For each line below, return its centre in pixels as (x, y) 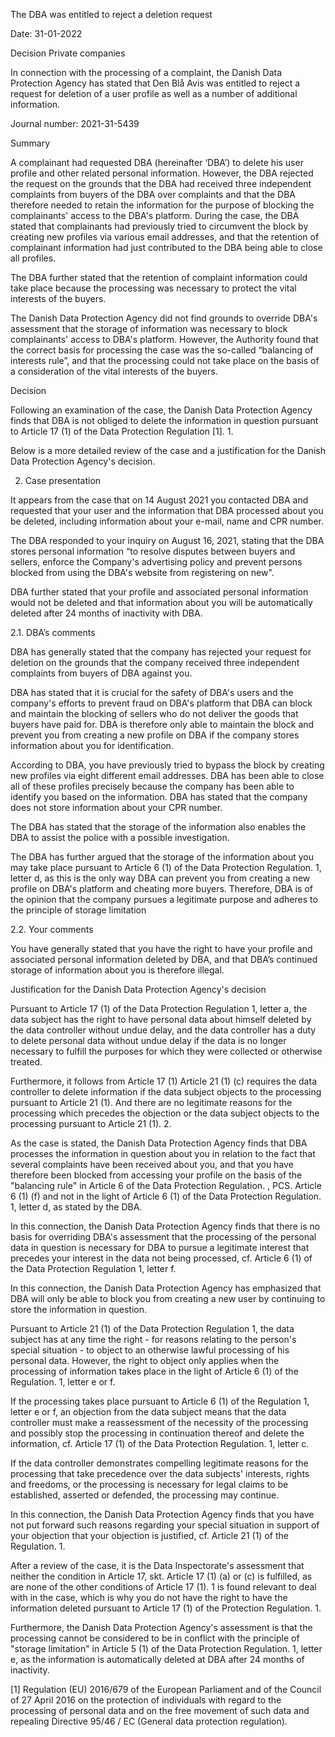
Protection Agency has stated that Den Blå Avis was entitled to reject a (155, 83)
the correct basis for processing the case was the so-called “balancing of (162, 350)
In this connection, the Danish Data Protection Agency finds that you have (162, 1514)
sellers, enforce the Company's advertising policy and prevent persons (156, 562)
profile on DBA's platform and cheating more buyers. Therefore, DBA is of (161, 888)
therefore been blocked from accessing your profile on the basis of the (156, 1175)
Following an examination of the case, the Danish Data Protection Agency (161, 410)
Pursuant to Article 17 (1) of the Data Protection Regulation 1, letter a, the (159, 1008)
